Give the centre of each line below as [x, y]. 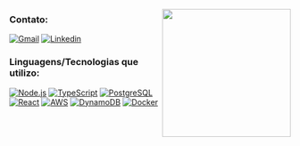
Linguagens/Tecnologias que [74, 62]
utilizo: [25, 73]
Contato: [29, 20]
